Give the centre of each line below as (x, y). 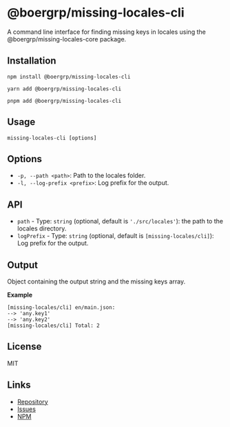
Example (20, 295)
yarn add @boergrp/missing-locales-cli (64, 89)
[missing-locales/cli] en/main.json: (61, 308)
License (24, 347)
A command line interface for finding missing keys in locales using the (107, 32)
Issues (27, 409)
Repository (32, 401)
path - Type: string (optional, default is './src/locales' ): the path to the (120, 221)
